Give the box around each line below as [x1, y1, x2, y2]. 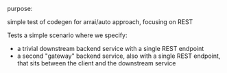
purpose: [7, 5, 33, 12]
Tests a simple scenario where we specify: [7, 31, 128, 39]
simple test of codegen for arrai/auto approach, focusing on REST [7, 18, 193, 25]
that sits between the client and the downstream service [16, 59, 176, 67]
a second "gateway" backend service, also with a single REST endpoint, [16, 52, 221, 60]
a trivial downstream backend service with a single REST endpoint [16, 45, 204, 52]
